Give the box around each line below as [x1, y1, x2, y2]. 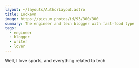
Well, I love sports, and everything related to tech [5, 57, 106, 63]
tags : [5, 26, 16, 31]
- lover [9, 44, 26, 49]
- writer [9, 39, 28, 44]
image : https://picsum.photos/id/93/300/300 [5, 16, 99, 21]
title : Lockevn [5, 12, 37, 17]
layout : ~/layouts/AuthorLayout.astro [5, 7, 85, 12]
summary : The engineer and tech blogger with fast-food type [5, 21, 135, 26]
